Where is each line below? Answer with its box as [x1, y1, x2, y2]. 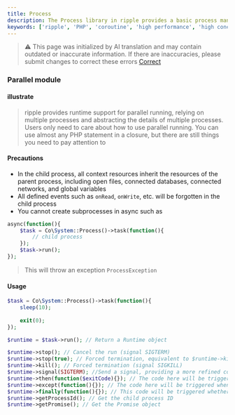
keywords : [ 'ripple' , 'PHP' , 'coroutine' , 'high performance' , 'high [7, 23, 215, 30]
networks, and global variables [17, 184, 106, 193]
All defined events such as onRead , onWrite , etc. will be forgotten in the [17, 192, 220, 200]
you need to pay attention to [24, 138, 106, 146]
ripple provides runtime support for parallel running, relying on [24, 108, 204, 117]
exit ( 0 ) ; [20, 317, 45, 324]
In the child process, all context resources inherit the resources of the [17, 169, 218, 178]
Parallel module [7, 75, 62, 85]
